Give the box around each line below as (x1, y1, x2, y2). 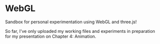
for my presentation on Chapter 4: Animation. (5, 33, 96, 39)
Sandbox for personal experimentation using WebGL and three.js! (5, 19, 137, 25)
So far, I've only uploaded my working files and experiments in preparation (5, 28, 156, 34)
